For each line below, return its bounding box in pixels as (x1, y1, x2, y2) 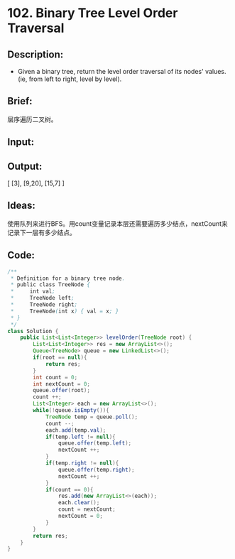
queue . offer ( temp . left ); (58, 440, 132, 447)
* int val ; (10, 288, 55, 295)
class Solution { (7, 327, 59, 335)
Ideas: (7, 200, 35, 212)
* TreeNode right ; (10, 301, 78, 308)
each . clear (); (58, 499, 100, 506)
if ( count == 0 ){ (45, 486, 94, 493)
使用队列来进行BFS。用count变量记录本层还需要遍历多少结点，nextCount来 (7, 219, 229, 228)
